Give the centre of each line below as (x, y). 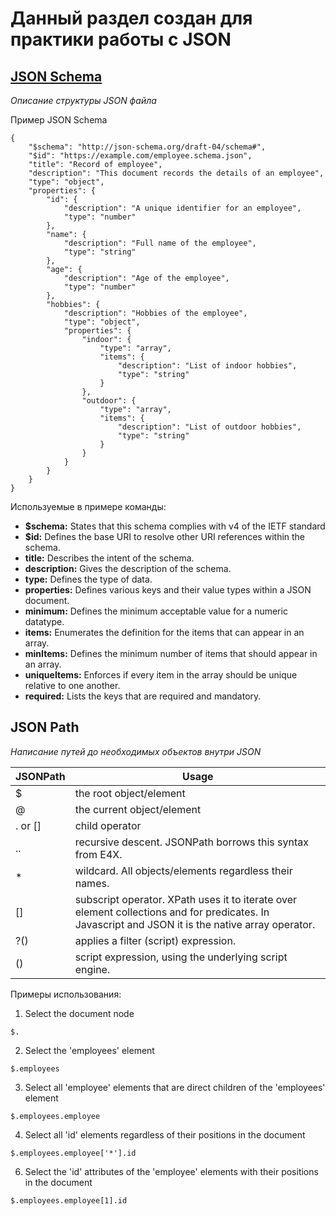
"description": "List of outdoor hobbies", (209, 427)
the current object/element (138, 809)
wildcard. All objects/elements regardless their (183, 870)
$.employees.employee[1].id (69, 1200)
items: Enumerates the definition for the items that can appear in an (164, 632)
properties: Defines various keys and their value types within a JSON (168, 590)
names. (92, 883)
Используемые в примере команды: (88, 506)
